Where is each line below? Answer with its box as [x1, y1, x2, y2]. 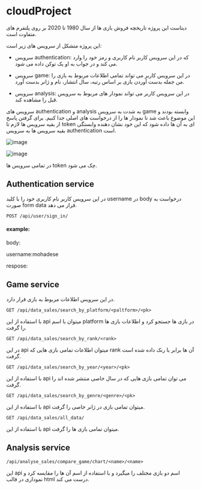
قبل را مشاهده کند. [14, 96, 58, 103]
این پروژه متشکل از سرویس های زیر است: [6, 42, 102, 49]
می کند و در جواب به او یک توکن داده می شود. [14, 60, 118, 67]
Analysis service [6, 443, 70, 453]
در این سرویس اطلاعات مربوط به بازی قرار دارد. [6, 295, 115, 302]
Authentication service [6, 179, 94, 190]
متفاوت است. [6, 30, 37, 37]
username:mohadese [6, 250, 59, 257]
